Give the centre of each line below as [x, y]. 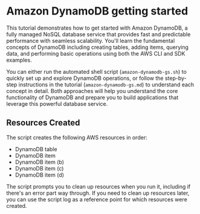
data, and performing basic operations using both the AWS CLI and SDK [96, 53]
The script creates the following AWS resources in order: [77, 137]
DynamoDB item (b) [40, 162]
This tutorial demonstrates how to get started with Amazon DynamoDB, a [97, 28]
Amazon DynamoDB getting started [97, 11]
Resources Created [43, 123]
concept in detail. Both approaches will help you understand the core [92, 91]
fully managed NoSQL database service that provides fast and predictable [98, 34]
